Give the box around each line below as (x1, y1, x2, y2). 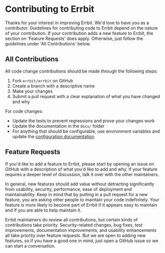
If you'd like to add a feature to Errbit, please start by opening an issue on (5, 161, 154, 167)
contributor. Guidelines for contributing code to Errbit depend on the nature (5, 25, 158, 31)
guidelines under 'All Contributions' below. (5, 40, 91, 46)
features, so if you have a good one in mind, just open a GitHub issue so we (5, 238, 159, 244)
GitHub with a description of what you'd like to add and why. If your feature (5, 166, 158, 172)
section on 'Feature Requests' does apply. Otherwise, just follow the (5, 36, 143, 41)
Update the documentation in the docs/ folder (12, 123, 105, 129)
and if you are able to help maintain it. (5, 207, 82, 213)
